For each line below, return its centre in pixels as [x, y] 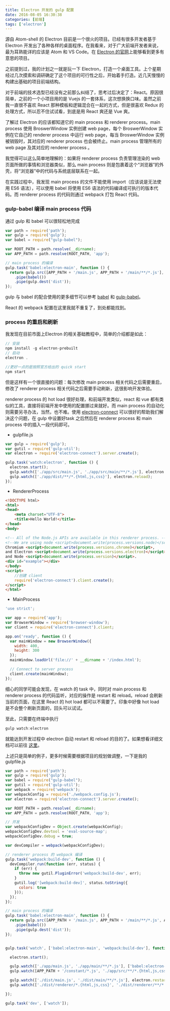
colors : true [32, 887]
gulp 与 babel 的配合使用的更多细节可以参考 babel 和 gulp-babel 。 [74, 297]
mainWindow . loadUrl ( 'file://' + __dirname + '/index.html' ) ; [76, 660]
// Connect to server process [41, 669]
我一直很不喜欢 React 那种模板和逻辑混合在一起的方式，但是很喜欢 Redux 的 [84, 105]
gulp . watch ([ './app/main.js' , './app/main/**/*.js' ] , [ [70, 966]
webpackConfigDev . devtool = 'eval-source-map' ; [56, 832]
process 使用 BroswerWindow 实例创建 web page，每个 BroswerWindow [81, 129]
